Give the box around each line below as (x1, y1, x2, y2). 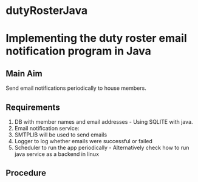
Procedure (5, 168, 47, 178)
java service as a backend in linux (14, 150, 100, 158)
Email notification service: (14, 125, 80, 132)
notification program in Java (5, 44, 151, 58)
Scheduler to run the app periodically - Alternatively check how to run (14, 144, 189, 151)
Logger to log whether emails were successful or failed (14, 138, 153, 144)
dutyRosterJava (5, 4, 88, 18)
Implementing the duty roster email (5, 32, 188, 45)
